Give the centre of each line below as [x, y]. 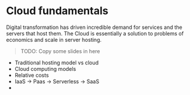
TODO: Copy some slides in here [60, 51]
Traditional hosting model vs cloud [57, 63]
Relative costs [32, 75]
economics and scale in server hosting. [54, 40]
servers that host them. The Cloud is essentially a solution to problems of [95, 33]
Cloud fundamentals [57, 11]
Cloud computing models [45, 68]
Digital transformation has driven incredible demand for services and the [94, 27]
